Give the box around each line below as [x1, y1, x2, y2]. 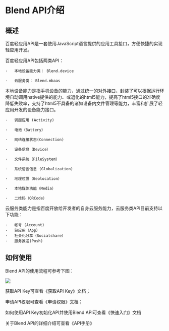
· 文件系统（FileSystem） [5, 157, 60, 162]
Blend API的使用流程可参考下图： [5, 268, 74, 274]
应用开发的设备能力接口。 [5, 107, 59, 112]
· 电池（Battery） [5, 127, 45, 133]
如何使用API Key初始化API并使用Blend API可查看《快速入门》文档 [5, 309, 142, 315]
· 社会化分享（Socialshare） [5, 233, 66, 238]
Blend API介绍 [5, 5, 65, 16]
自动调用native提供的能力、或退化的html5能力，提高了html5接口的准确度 [9, 94, 160, 100]
